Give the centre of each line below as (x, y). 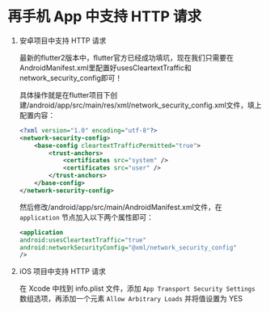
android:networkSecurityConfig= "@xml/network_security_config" (128, 247)
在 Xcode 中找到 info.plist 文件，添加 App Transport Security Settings (137, 288)
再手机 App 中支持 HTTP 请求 (105, 17)
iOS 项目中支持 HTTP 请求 (63, 271)
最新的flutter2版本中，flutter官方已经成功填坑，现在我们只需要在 (126, 57)
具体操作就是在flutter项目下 (65, 95)
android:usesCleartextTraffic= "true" (83, 240)
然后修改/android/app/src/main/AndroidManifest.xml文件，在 (121, 207)
